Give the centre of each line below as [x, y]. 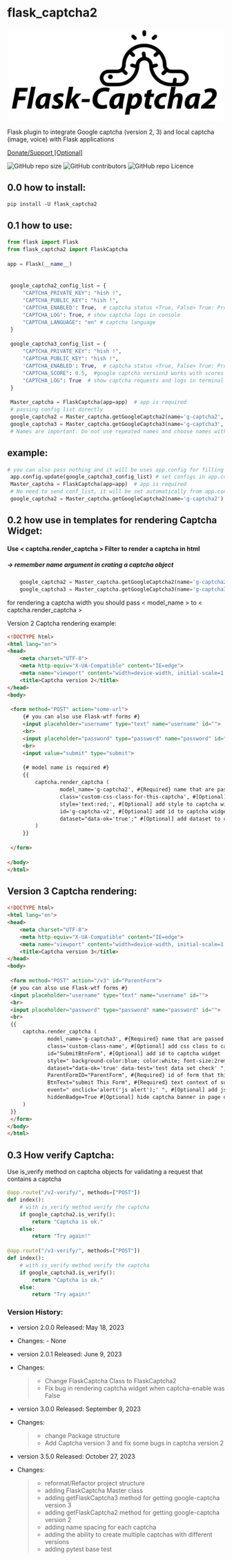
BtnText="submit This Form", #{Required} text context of [132, 1083]
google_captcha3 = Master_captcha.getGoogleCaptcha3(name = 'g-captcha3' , [117, 425]
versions [57, 1541]
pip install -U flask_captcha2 [52, 204]
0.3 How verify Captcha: [61, 1155]
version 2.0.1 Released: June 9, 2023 [69, 1354]
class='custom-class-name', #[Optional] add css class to [132, 1046]
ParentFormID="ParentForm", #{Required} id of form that [131, 1075]
